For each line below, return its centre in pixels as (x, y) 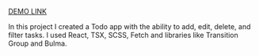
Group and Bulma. (38, 43)
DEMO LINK (28, 11)
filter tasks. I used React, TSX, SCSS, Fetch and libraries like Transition (124, 35)
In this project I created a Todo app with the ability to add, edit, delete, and (129, 26)
